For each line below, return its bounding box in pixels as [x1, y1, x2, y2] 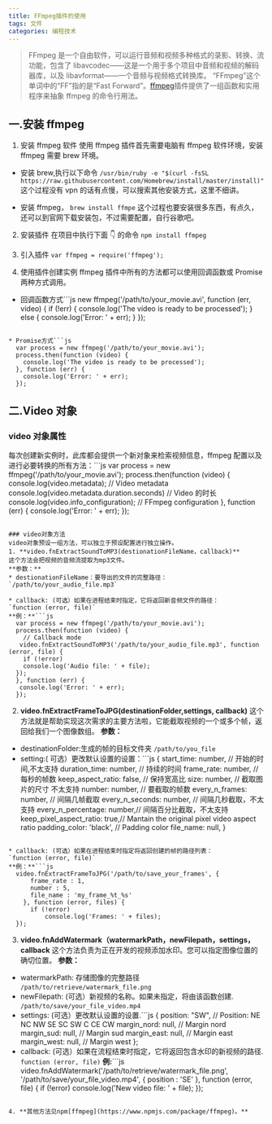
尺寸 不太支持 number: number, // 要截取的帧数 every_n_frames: [34, 784, 248, 794]
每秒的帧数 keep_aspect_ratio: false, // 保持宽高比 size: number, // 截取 [19, 774, 257, 784]
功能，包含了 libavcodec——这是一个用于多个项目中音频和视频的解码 [28, 60, 260, 70]
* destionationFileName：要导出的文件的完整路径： [8, 573, 168, 582]
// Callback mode [23, 633, 82, 642]
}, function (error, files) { [23, 898, 126, 907]
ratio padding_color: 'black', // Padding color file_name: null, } [19, 822, 227, 832]
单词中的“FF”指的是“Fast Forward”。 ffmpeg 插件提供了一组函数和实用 [28, 81, 260, 90]
